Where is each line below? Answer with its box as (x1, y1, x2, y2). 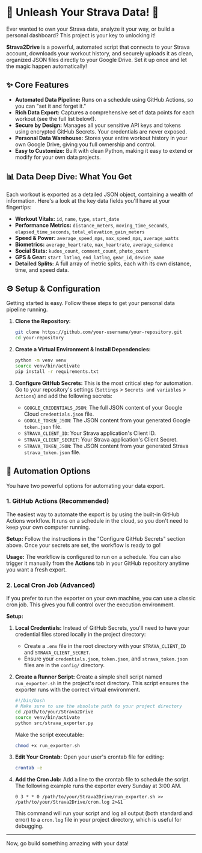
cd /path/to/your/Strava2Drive (14, 709, 94, 715)
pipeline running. (6, 306, 48, 313)
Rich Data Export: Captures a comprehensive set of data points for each (14, 108, 195, 116)
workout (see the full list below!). (14, 115, 96, 122)
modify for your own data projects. (14, 153, 101, 161)
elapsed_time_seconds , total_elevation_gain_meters (14, 228, 145, 235)
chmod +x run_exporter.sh (14, 742, 80, 748)
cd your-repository (14, 335, 64, 341)
